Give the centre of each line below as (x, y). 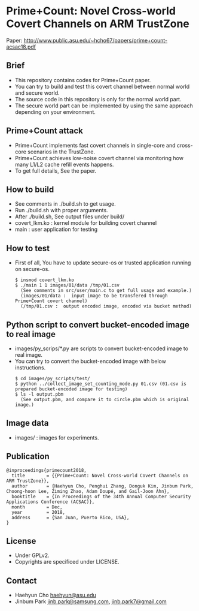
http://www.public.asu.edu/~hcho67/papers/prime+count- (96, 40)
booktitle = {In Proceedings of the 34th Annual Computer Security (101, 496)
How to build (30, 189)
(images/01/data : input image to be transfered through (94, 296)
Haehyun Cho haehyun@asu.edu (56, 595)
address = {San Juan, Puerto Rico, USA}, (71, 517)
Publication (28, 457)
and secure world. (37, 93)
